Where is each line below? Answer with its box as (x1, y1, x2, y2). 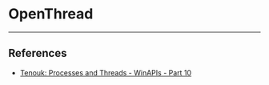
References (8, 47, 67, 60)
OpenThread (8, 5, 94, 23)
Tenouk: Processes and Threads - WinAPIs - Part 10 (19, 67, 192, 77)
